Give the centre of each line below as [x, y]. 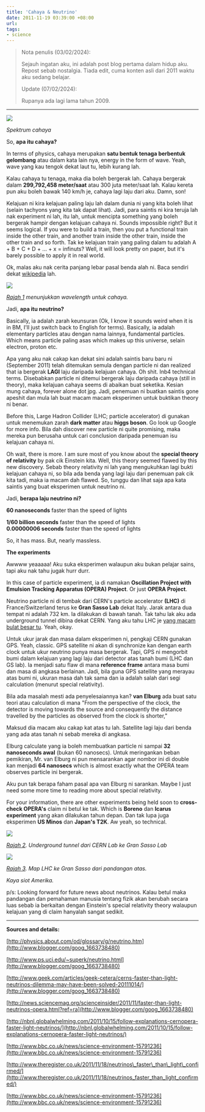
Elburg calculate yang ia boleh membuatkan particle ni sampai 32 [88, 746]
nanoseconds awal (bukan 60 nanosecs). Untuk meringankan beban [93, 753]
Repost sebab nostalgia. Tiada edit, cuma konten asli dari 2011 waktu [108, 70]
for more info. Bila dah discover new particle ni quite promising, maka [94, 429]
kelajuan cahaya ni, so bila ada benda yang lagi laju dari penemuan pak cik [100, 474]
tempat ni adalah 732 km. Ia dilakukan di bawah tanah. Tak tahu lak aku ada [101, 614]
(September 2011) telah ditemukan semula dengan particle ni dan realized [99, 366]
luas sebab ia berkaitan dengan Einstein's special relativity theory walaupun [102, 905]
